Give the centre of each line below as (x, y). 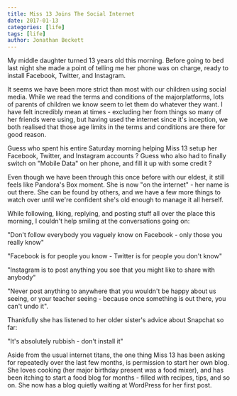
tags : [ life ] (27, 34)
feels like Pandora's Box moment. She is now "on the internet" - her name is (118, 185)
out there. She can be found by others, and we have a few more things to (114, 192)
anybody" (22, 277)
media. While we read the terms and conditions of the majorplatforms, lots (116, 97)
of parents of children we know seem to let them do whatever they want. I (115, 104)
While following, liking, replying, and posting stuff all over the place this (111, 214)
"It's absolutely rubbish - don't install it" (66, 341)
